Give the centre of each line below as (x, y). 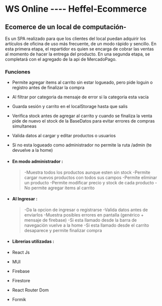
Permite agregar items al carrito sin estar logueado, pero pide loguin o (82, 82)
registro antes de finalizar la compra (48, 88)
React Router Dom (30, 290)
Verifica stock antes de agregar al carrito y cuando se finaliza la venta (82, 116)
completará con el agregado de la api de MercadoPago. (61, 59)
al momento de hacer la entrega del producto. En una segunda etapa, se (77, 54)
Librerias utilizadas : (33, 241)
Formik (19, 299)
